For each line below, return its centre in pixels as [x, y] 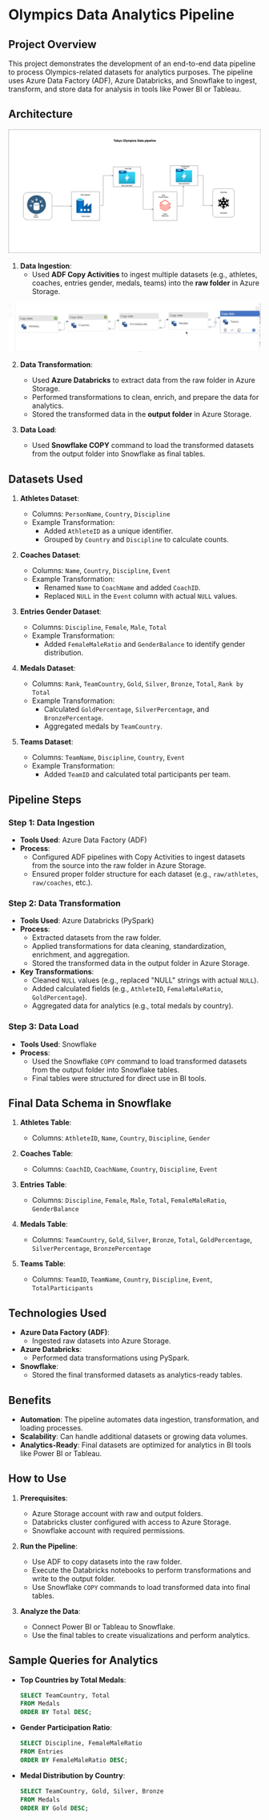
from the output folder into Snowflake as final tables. [118, 454]
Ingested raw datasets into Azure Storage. [101, 1341]
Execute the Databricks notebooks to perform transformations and [141, 1570]
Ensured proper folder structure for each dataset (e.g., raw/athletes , [145, 874]
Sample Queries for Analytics [83, 1661]
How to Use [38, 1479]
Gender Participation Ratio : [66, 1728]
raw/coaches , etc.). [62, 882]
